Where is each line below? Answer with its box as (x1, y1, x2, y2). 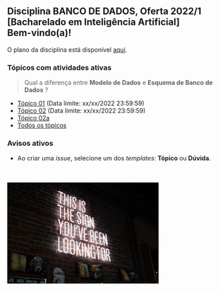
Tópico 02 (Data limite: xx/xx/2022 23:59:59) (17, 106, 146, 115)
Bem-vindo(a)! (7, 27, 71, 39)
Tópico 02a (17, 114, 50, 122)
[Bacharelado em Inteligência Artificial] (7, 17, 180, 28)
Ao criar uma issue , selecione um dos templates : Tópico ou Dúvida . (17, 154, 211, 162)
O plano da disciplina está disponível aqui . (7, 45, 127, 54)
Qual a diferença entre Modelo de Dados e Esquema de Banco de (24, 79, 213, 87)
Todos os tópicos (17, 121, 67, 130)
